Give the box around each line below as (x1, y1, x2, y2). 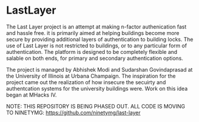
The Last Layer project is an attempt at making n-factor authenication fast (6, 23, 187, 30)
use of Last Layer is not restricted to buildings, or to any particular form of (6, 42, 187, 49)
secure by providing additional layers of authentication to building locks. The (6, 36, 194, 43)
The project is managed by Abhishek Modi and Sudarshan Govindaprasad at (6, 66, 193, 73)
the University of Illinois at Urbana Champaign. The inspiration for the (6, 72, 176, 79)
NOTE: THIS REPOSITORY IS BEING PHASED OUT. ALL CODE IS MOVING (6, 102, 185, 110)
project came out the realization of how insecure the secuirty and (6, 78, 166, 86)
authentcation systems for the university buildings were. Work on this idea (6, 85, 188, 92)
